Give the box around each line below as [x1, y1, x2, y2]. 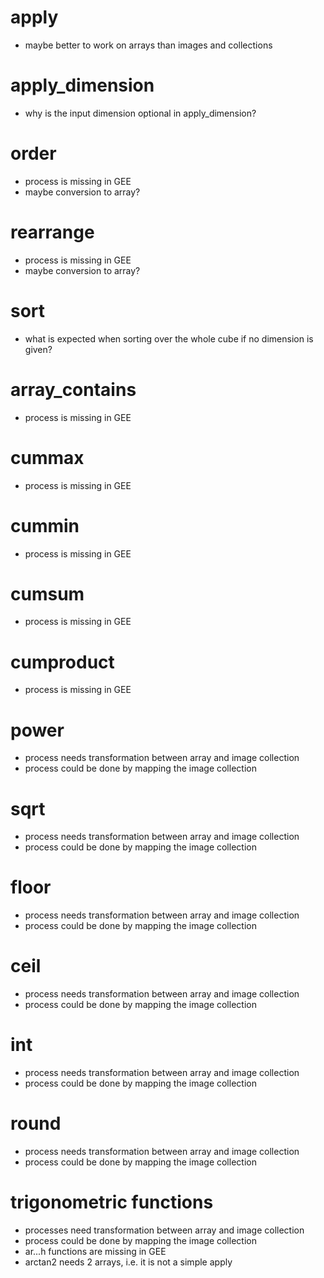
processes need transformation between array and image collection [24, 1224, 305, 1236]
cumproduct [10, 651, 115, 673]
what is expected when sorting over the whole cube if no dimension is [24, 332, 314, 345]
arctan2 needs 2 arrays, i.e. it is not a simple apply [24, 1256, 233, 1268]
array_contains [10, 378, 137, 401]
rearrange [10, 221, 95, 243]
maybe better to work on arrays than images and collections [24, 39, 273, 51]
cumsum [10, 582, 85, 605]
